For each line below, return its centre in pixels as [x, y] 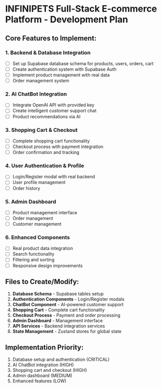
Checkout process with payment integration [58, 147]
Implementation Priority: [45, 347]
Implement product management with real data [61, 75]
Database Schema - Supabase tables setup [58, 294]
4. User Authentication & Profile [45, 166]
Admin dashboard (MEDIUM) [42, 376]
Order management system [41, 81]
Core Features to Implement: [51, 38]
